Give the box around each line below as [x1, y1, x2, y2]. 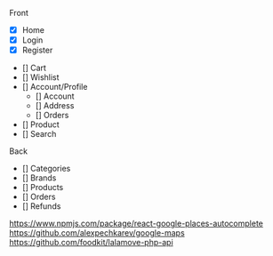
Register [21, 44, 53, 56]
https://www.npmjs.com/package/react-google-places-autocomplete [9, 218, 264, 229]
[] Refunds [21, 201, 61, 212]
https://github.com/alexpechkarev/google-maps [9, 228, 185, 238]
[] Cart [21, 62, 47, 74]
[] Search [21, 129, 57, 140]
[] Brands [21, 172, 57, 183]
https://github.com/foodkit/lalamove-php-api [9, 237, 173, 248]
